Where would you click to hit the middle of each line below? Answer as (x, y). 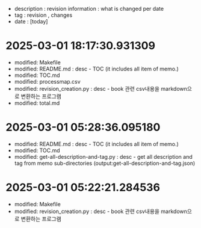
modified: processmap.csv (47, 81)
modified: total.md (37, 103)
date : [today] (31, 21)
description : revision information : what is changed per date (89, 9)
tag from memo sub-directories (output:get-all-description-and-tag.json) (105, 163)
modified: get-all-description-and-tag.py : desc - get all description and (104, 156)
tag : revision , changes (43, 15)
